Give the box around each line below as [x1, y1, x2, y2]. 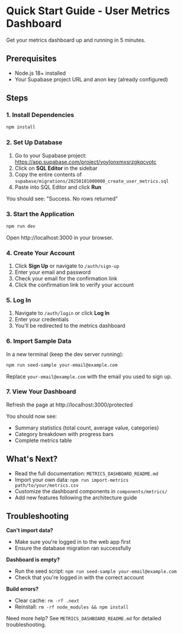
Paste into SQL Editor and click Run [14, 183, 102, 191]
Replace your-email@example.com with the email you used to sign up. [6, 373, 172, 380]
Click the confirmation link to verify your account [14, 281, 134, 289]
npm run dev [6, 223, 36, 229]
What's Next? [6, 454, 58, 464]
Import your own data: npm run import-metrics [14, 476, 129, 483]
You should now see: [6, 412, 57, 419]
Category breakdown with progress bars [14, 430, 114, 437]
